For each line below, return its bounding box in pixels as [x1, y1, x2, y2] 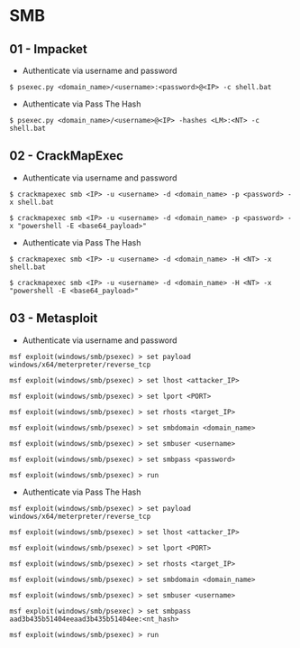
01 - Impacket [9, 42, 87, 57]
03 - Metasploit [9, 310, 98, 326]
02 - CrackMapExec [9, 148, 124, 163]
